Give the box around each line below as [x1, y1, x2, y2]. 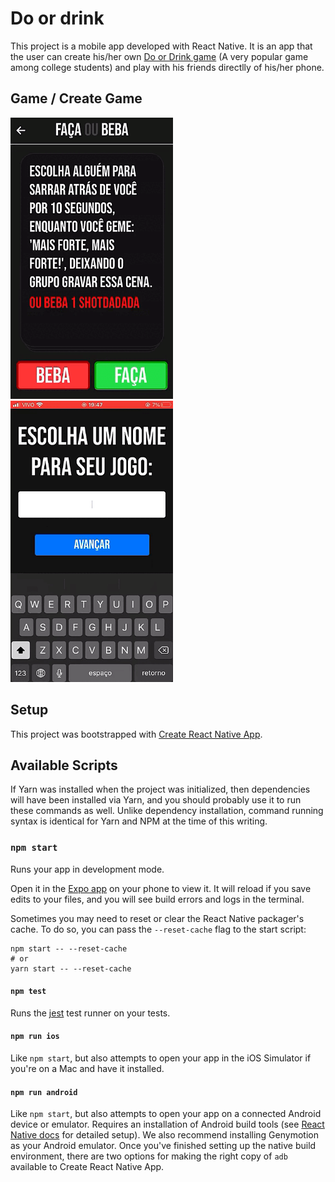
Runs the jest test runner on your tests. [10, 1007, 171, 1019]
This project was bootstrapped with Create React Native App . [10, 728, 263, 740]
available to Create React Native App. [10, 1161, 165, 1173]
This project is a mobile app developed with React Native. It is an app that [10, 40, 313, 52]
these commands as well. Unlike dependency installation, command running [10, 805, 324, 817]
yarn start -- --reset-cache [10, 963, 132, 974]
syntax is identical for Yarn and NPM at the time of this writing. [10, 815, 268, 827]
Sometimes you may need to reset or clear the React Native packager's [10, 912, 305, 924]
